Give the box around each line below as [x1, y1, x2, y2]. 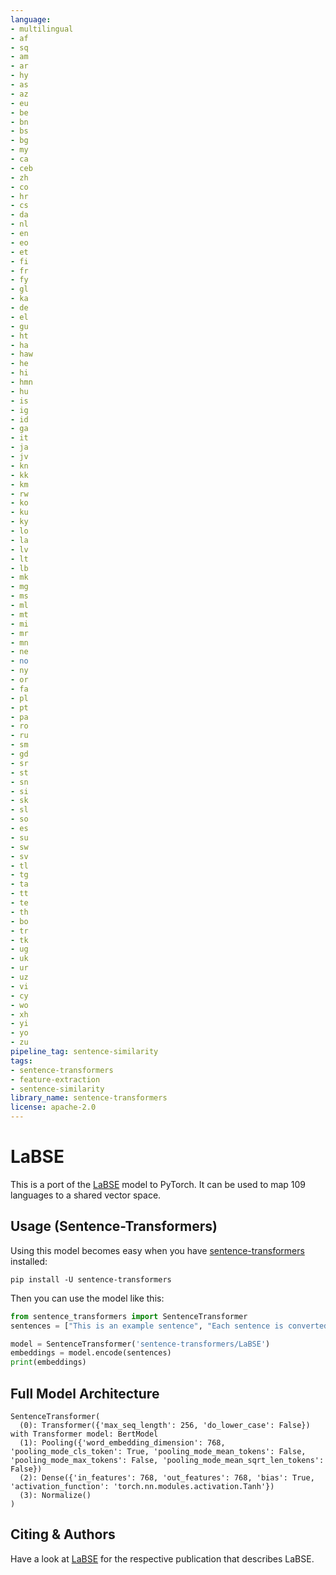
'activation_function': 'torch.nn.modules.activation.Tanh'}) [10, 1481, 275, 1491]
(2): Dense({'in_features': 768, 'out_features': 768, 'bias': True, [19, 1472, 315, 1483]
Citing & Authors [10, 1526, 116, 1543]
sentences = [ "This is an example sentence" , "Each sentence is [10, 1321, 284, 1331]
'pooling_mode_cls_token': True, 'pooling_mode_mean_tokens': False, [10, 1446, 307, 1456]
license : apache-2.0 [10, 1102, 97, 1113]
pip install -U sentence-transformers [10, 1274, 172, 1285]
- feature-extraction [10, 1074, 101, 1085]
